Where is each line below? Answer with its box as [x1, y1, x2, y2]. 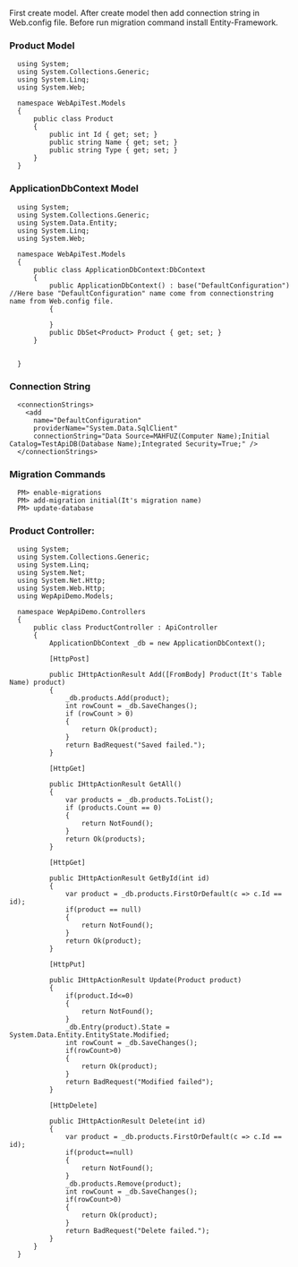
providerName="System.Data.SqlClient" [32, 424, 178, 432]
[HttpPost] [48, 655, 90, 663]
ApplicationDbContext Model [9, 183, 139, 195]
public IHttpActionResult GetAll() [48, 780, 182, 789]
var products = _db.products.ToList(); [65, 796, 215, 805]
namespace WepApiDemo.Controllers [17, 608, 146, 617]
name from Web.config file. [9, 296, 115, 305]
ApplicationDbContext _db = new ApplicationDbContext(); [48, 639, 267, 648]
